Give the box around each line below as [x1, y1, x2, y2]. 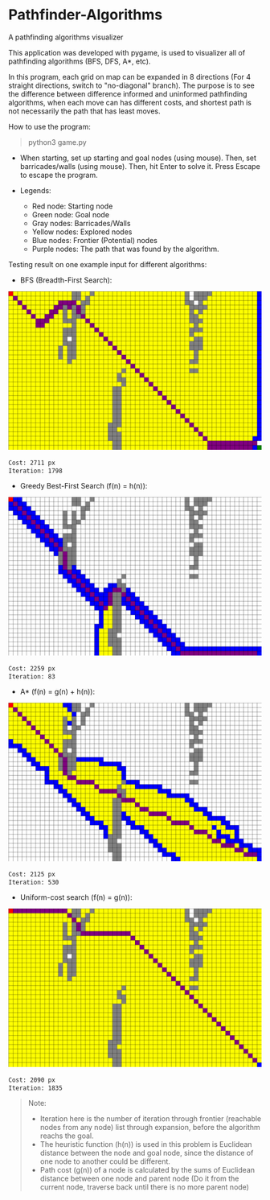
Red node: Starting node [31, 201, 113, 211]
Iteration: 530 [8, 878, 59, 886]
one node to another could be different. [39, 1157, 171, 1166]
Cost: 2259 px [8, 664, 56, 673]
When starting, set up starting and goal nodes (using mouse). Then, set [19, 153, 257, 163]
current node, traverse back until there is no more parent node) [39, 1181, 249, 1192]
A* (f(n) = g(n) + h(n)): [19, 687, 95, 696]
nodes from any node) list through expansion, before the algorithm [39, 1122, 261, 1132]
